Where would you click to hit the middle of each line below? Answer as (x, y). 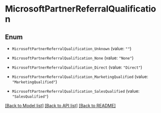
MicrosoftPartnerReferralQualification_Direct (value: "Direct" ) (77, 67)
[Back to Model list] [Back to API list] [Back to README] (60, 106)
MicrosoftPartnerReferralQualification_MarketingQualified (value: (80, 77)
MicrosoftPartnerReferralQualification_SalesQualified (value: (76, 91)
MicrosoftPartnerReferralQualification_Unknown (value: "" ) (72, 49)
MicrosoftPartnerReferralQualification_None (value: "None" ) (73, 58)
